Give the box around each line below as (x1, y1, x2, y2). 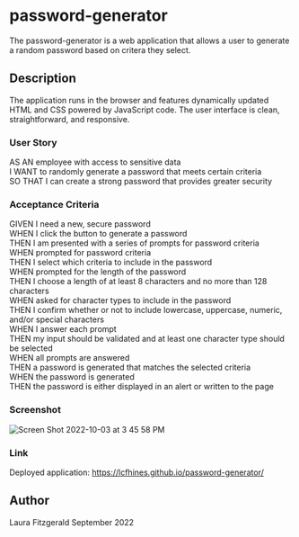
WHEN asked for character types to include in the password (9, 295, 232, 306)
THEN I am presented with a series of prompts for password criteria (9, 237, 260, 248)
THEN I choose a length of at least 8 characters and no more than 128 (9, 276, 268, 287)
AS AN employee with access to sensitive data (9, 157, 181, 167)
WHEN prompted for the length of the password (9, 266, 187, 277)
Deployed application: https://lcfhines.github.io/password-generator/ (9, 467, 265, 478)
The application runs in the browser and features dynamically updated (9, 94, 269, 105)
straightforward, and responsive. (9, 113, 130, 124)
